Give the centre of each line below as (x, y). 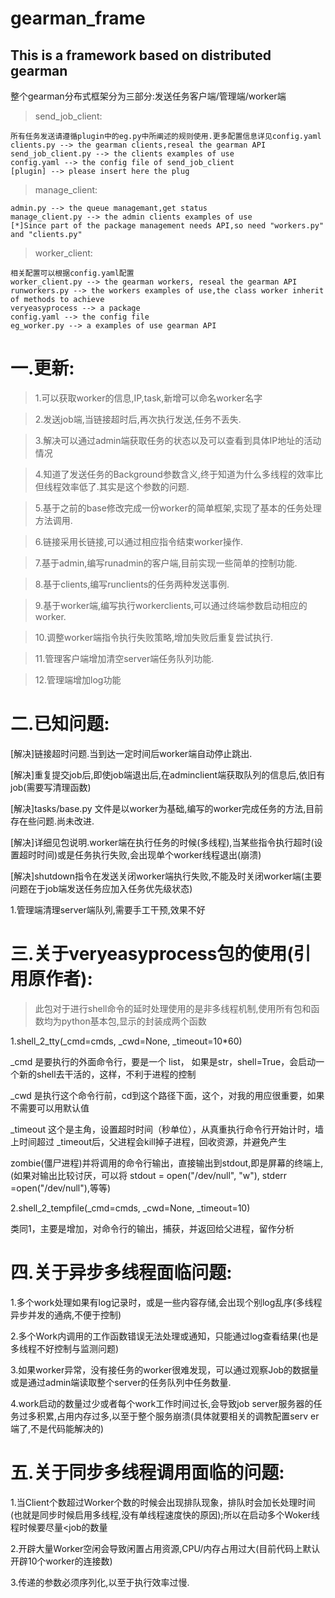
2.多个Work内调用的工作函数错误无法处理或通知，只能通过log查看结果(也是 (164, 1336)
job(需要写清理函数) (51, 787)
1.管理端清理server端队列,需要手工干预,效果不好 (108, 909)
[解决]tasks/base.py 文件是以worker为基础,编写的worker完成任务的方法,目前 (167, 808)
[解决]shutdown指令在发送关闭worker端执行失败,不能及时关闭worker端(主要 (166, 876)
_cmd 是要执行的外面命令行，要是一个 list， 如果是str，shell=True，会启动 (163, 1061)
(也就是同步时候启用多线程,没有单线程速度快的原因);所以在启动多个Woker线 (165, 1514)
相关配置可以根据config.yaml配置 (72, 273)
